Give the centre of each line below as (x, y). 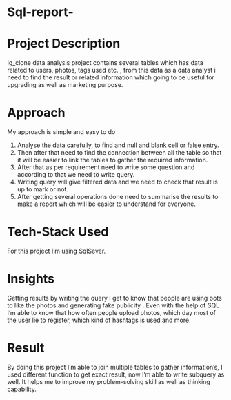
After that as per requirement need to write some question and (106, 167)
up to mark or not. (43, 189)
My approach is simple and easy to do (61, 132)
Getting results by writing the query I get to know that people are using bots (114, 298)
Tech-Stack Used (58, 232)
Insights (31, 279)
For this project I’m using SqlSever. (57, 251)
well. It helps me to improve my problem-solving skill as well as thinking (109, 381)
